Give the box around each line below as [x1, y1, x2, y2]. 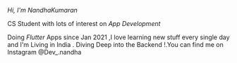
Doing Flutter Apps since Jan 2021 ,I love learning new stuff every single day [7, 33, 231, 41]
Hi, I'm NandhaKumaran [7, 6, 78, 14]
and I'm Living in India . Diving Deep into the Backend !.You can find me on [7, 41, 224, 48]
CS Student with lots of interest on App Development [7, 20, 161, 27]
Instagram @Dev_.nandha [7, 48, 82, 56]
